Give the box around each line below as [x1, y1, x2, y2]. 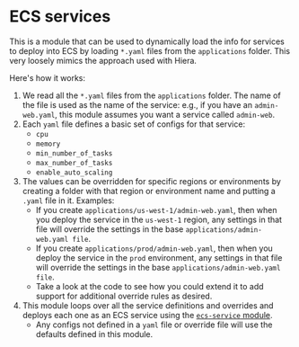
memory [35, 139, 61, 148]
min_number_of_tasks [35, 148, 113, 158]
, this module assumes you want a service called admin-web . [55, 109, 276, 120]
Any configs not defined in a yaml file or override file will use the [35, 319, 273, 330]
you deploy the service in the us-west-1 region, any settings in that [35, 214, 283, 225]
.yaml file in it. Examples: [22, 195, 115, 206]
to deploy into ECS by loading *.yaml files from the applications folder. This [9, 45, 290, 56]
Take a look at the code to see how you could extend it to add [35, 280, 264, 291]
